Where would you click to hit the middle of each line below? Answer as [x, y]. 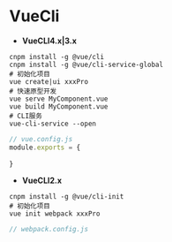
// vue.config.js [41, 139]
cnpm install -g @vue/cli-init [67, 197]
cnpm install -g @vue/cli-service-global [86, 64]
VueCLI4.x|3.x [49, 41]
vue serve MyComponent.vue [59, 99]
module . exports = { [45, 147]
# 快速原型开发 [33, 91]
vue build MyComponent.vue [59, 106]
